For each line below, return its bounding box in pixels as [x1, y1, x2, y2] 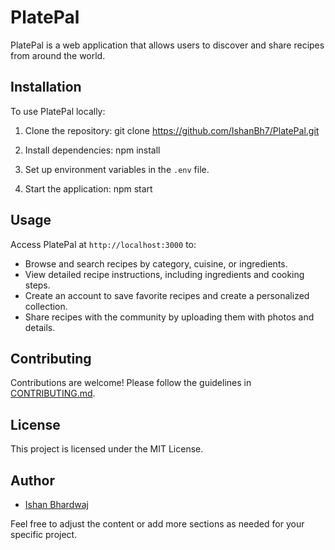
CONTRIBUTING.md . [10, 387, 96, 400]
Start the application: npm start [24, 182, 153, 195]
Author [10, 472, 55, 489]
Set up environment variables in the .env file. [24, 163, 210, 175]
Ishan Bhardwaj [24, 499, 89, 510]
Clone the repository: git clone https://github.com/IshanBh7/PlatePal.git [24, 124, 320, 136]
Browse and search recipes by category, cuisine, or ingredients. [24, 257, 288, 270]
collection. [24, 300, 68, 312]
